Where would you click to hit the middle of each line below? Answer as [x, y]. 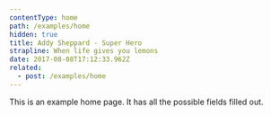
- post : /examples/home [61, 76]
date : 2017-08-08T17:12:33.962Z [70, 59]
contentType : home [44, 18]
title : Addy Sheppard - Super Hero [76, 43]
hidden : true [34, 34]
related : [26, 68]
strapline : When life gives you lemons [84, 51]
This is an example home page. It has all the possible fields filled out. [136, 102]
